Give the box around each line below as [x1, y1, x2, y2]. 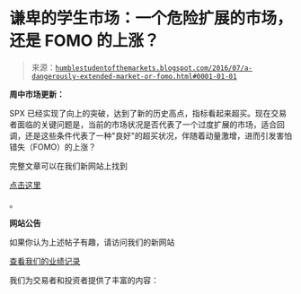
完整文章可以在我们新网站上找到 [9, 160, 128, 171]
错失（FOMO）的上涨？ [9, 141, 97, 152]
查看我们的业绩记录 [9, 255, 81, 266]
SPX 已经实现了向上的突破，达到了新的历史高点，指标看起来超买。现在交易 [9, 108, 288, 118]
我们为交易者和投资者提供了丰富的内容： [9, 274, 159, 285]
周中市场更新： [9, 89, 65, 99]
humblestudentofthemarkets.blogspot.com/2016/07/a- [55, 64, 253, 73]
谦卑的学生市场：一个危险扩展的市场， [9, 8, 294, 29]
